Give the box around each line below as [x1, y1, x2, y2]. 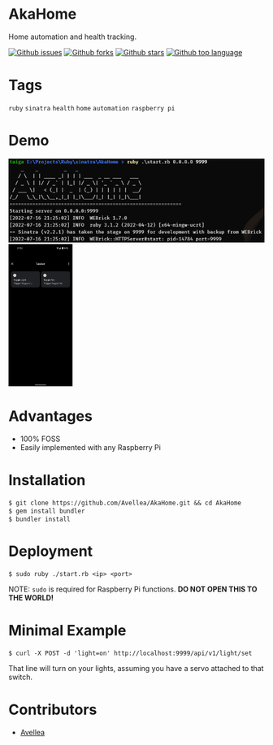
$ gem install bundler [8, 507, 85, 516]
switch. [8, 672, 32, 682]
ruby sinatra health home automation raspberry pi [8, 104, 175, 112]
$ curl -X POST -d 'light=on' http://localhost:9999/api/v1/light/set [8, 649, 253, 657]
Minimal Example [8, 622, 127, 640]
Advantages [8, 407, 93, 426]
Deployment [8, 542, 93, 561]
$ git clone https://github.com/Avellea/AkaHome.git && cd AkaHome [8, 499, 242, 508]
